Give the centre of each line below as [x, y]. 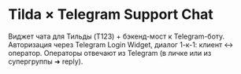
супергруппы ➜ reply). [46, 61]
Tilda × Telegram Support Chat [111, 15]
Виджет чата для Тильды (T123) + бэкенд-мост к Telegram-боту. [117, 36]
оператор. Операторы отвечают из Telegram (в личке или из [110, 53]
